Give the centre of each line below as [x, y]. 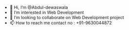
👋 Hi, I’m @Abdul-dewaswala [39, 7]
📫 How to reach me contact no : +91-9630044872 [61, 23]
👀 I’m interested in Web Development [47, 12]
